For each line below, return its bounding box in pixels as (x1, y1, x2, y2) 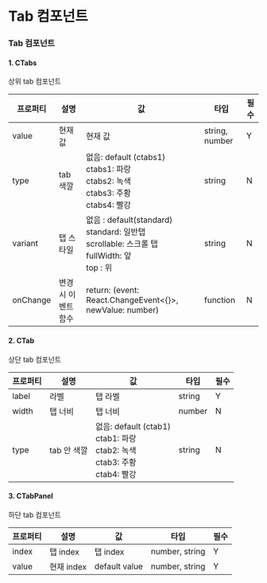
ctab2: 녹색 (95, 444, 137, 456)
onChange (12, 295, 52, 306)
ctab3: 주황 (95, 456, 137, 468)
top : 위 (86, 262, 113, 273)
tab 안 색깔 (48, 444, 88, 456)
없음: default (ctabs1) (86, 152, 166, 163)
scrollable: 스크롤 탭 (86, 238, 159, 249)
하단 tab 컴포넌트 (8, 510, 62, 519)
